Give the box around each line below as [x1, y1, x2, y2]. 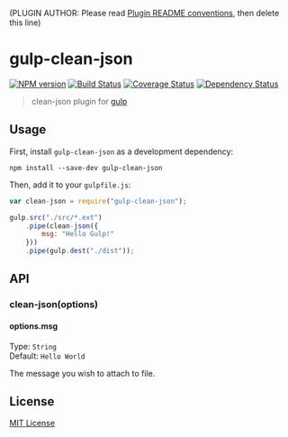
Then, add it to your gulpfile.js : [9, 179, 131, 190]
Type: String [9, 341, 57, 351]
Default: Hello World [9, 351, 85, 361]
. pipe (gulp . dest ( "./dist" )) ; [25, 247, 135, 256]
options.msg [9, 320, 58, 332]
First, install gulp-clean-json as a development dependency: [9, 146, 234, 157]
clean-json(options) [9, 298, 99, 311]
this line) [9, 17, 41, 28]
